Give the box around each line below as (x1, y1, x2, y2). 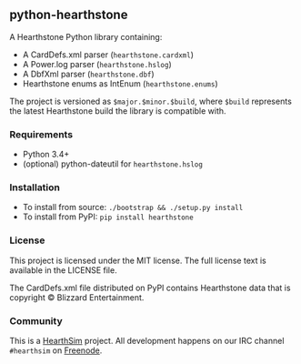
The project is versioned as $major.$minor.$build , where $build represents (9, 96, 293, 106)
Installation (9, 181, 61, 194)
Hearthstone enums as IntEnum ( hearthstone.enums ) (22, 77, 218, 89)
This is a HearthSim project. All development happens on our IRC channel (9, 336, 285, 346)
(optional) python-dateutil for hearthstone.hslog (22, 158, 203, 169)
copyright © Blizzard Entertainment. (9, 291, 145, 303)
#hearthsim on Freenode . (9, 345, 103, 356)
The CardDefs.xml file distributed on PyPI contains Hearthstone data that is (9, 282, 291, 293)
